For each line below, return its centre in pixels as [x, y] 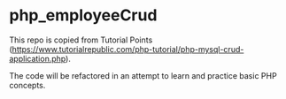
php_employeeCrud [83, 15]
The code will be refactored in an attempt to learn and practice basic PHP [143, 75]
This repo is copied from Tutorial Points [81, 40]
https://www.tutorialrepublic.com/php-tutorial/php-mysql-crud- [128, 49]
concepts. [27, 85]
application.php [38, 58]
